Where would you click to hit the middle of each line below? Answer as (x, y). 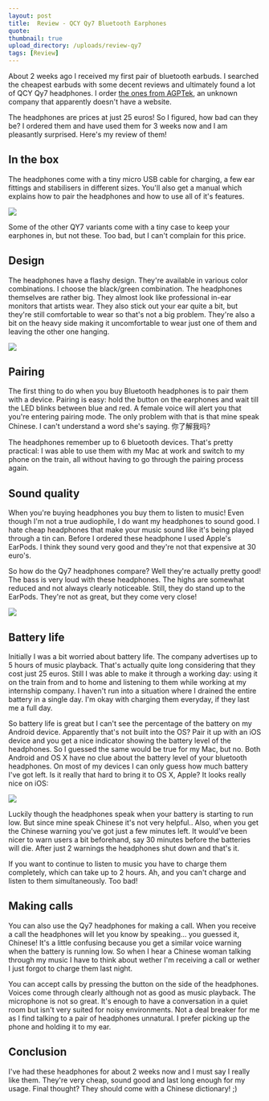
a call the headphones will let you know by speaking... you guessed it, (124, 934)
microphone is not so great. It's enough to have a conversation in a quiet (128, 1001)
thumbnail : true (35, 38)
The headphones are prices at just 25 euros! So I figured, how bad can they (133, 117)
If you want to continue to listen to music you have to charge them (118, 864)
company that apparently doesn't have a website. (90, 102)
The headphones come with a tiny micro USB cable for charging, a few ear (132, 179)
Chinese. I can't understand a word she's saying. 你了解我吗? (110, 427)
